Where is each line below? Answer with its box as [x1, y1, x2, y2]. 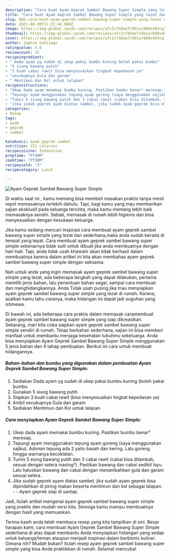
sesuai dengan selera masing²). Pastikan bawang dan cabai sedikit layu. [12, 462, 163, 468]
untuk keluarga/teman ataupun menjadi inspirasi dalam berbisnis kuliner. [5, 535, 156, 541]
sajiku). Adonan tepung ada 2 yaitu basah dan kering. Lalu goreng [12, 446, 150, 452]
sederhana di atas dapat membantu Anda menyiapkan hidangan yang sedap [5, 530, 164, 536]
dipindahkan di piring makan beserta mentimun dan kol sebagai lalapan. [12, 483, 163, 489]
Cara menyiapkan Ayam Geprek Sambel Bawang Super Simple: [5, 417, 142, 423]
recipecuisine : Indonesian [5, 148, 62, 153]
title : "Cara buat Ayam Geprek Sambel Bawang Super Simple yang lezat [5, 12, 157, 17]
